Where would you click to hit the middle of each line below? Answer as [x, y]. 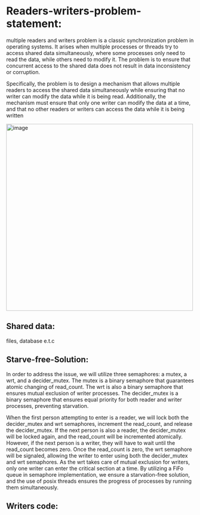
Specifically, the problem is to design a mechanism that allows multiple [93, 83]
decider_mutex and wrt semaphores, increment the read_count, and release [99, 423]
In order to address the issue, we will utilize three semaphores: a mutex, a [96, 374]
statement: [34, 24]
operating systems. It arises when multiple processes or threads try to [92, 47]
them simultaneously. [32, 487]
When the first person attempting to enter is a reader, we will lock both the [98, 418]
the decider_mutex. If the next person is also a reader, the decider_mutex [96, 430]
